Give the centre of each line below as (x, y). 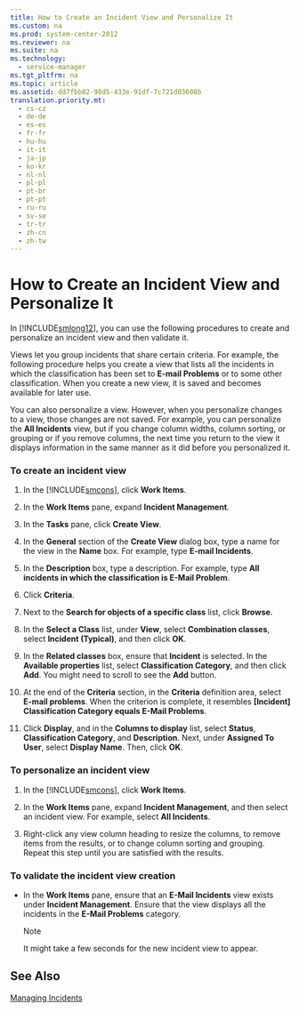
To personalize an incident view (80, 770)
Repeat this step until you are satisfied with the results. (123, 852)
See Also (35, 976)
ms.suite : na (34, 51)
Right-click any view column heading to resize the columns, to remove (152, 833)
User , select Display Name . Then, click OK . (103, 747)
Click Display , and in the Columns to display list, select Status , (139, 728)
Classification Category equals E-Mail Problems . (115, 711)
